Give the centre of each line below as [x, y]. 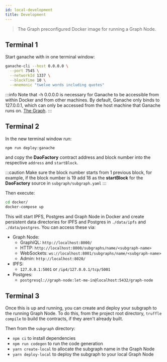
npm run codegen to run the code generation [58, 343]
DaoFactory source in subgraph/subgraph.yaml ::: [56, 183]
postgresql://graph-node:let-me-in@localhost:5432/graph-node [87, 280]
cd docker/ [17, 202]
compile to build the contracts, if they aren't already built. [64, 319]
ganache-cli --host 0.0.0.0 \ [37, 66]
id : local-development [29, 10]
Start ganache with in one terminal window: [50, 57]
